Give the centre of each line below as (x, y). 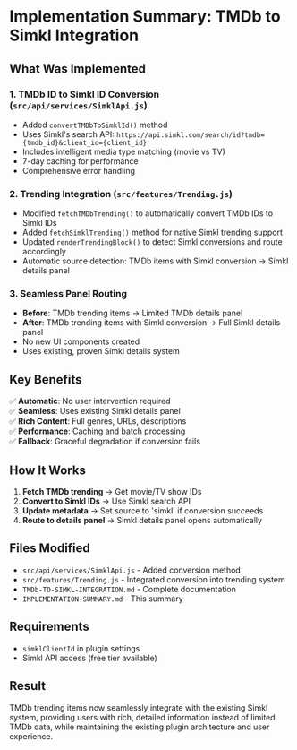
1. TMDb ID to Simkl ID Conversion (84, 94)
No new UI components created (81, 341)
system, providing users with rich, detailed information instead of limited (142, 717)
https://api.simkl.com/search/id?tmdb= (191, 135)
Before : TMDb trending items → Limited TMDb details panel (132, 313)
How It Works (48, 470)
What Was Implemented (77, 69)
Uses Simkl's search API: (68, 134)
